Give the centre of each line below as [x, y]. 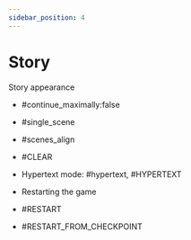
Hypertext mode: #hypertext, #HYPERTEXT [101, 174]
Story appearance [42, 87]
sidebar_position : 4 [47, 18]
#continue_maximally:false [70, 104]
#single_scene [48, 121]
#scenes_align [48, 139]
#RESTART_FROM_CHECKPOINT [82, 227]
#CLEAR [37, 156]
